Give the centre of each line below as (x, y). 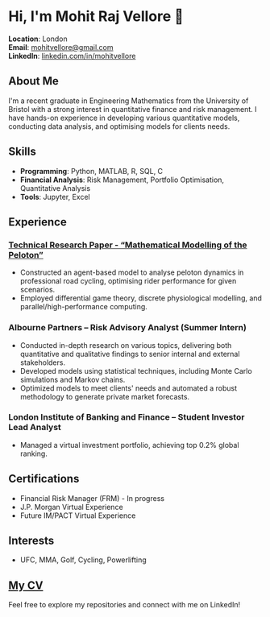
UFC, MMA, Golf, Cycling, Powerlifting (83, 560)
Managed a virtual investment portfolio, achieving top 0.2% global (129, 445)
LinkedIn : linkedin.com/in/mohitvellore (72, 56)
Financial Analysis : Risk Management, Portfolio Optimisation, (122, 180)
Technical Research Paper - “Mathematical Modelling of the (128, 245)
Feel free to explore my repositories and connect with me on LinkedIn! (125, 605)
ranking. (34, 453)
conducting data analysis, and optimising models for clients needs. (119, 126)
